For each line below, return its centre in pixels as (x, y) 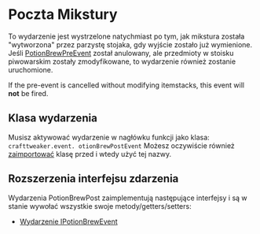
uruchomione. (31, 69)
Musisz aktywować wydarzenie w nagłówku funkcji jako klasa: (109, 137)
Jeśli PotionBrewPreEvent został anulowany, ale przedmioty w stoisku (121, 53)
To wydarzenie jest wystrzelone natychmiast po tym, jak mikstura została (126, 36)
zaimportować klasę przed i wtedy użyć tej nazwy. (90, 154)
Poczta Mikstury (63, 15)
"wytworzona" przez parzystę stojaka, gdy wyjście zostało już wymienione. (130, 44)
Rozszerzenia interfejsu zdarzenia (93, 179)
